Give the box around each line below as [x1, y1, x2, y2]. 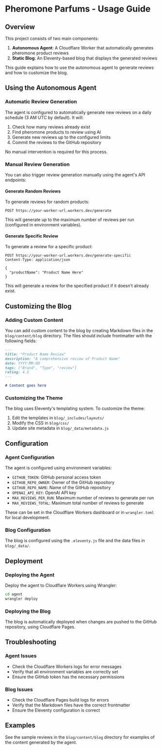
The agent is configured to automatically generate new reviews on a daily [5, 109, 152, 115]
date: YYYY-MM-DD [5, 361, 40, 366]
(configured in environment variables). [5, 222, 81, 228]
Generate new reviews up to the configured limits [12, 134, 111, 140]
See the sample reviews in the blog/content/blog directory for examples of [5, 734, 155, 740]
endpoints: [5, 177, 27, 183]
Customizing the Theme [5, 395, 63, 401]
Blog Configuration [5, 527, 51, 533]
